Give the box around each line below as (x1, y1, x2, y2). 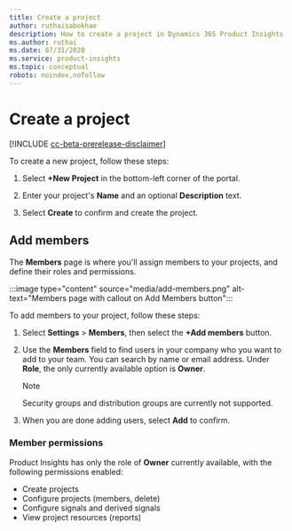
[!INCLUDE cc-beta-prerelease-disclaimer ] (9, 139, 166, 149)
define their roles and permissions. (9, 265, 137, 276)
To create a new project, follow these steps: (9, 155, 170, 166)
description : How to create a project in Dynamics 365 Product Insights (9, 29, 284, 38)
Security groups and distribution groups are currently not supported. (21, 397, 273, 408)
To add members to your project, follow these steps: (9, 310, 201, 321)
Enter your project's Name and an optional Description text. (21, 190, 242, 201)
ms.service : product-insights (9, 54, 122, 63)
